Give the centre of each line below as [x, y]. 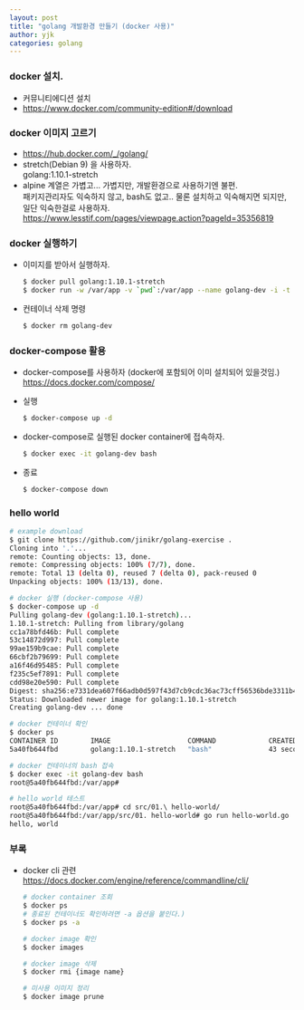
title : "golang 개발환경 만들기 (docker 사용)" [92, 26]
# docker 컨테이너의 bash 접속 [62, 765]
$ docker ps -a [51, 922]
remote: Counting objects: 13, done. [81, 557]
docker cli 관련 [49, 871]
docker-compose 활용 [58, 351]
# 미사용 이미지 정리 [55, 988]
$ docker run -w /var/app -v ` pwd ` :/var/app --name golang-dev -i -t [157, 291]
